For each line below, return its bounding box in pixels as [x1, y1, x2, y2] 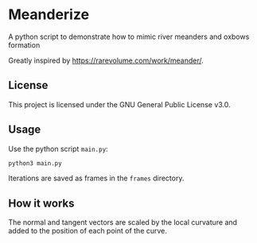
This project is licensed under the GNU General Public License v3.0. [8, 99, 231, 109]
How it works [8, 196, 75, 210]
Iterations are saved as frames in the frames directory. [8, 173, 185, 183]
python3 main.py [8, 159, 62, 168]
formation [8, 40, 41, 49]
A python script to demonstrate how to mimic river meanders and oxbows [8, 32, 250, 41]
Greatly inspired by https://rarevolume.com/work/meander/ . [8, 56, 204, 65]
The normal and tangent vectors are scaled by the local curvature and [8, 218, 237, 227]
